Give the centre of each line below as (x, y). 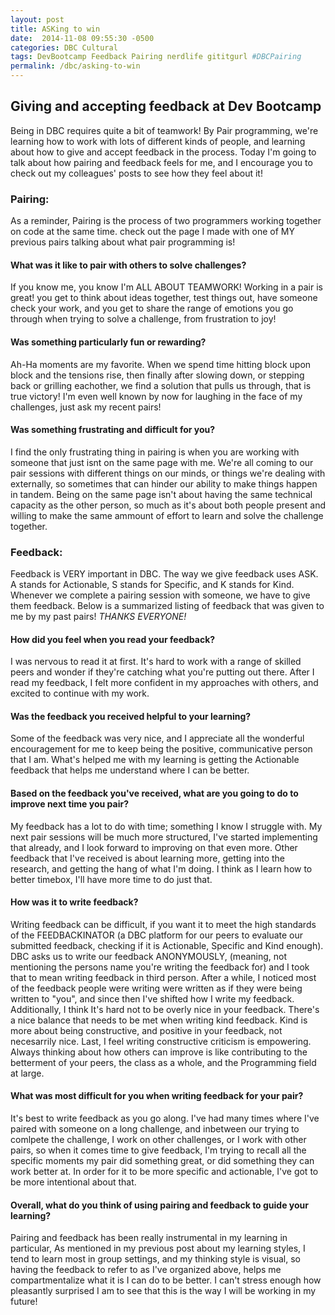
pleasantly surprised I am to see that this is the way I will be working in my (163, 1291)
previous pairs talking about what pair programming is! (123, 242)
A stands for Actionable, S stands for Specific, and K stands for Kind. (152, 585)
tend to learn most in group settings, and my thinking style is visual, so (155, 1259)
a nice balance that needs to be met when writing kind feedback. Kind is (159, 1020)
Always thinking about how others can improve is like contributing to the (159, 1052)
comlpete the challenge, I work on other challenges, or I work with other (158, 1140)
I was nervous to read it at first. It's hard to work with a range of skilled (156, 662)
